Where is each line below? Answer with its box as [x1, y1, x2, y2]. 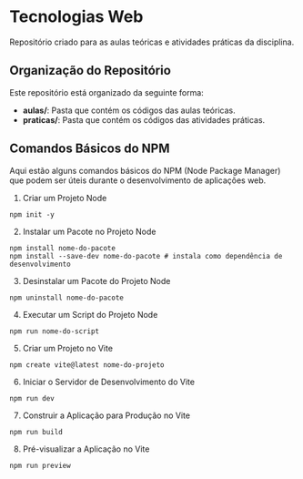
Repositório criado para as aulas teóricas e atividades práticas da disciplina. [9, 36, 295, 47]
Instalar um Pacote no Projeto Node [22, 226, 157, 237]
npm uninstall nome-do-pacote [9, 293, 125, 302]
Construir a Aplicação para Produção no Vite [22, 410, 191, 421]
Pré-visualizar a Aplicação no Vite [22, 443, 150, 454]
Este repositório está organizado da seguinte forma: [9, 87, 205, 97]
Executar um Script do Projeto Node [22, 309, 158, 320]
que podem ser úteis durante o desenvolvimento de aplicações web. [9, 175, 267, 186]
